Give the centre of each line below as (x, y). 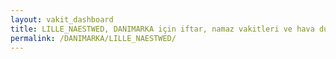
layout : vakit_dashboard (62, 19)
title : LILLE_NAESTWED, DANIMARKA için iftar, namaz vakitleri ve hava (162, 29)
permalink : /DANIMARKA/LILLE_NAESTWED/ (93, 38)
